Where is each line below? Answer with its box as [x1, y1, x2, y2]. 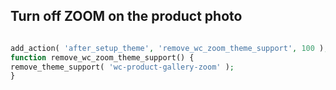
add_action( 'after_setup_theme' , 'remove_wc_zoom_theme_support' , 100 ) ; [10, 43, 329, 53]
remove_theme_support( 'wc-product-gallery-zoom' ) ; [10, 62, 235, 72]
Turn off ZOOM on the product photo [10, 8, 243, 25]
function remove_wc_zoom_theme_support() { [10, 52, 195, 63]
